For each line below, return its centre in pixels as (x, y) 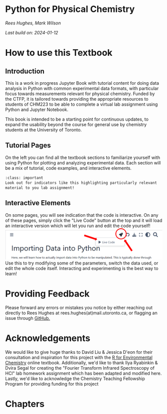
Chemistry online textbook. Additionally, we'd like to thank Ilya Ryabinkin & (82, 363)
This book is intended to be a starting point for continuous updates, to (77, 119)
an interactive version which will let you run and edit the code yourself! (78, 226)
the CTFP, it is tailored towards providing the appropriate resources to (77, 99)
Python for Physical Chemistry (70, 9)
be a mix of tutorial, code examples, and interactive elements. (69, 168)
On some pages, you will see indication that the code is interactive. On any (82, 215)
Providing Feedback (47, 294)
